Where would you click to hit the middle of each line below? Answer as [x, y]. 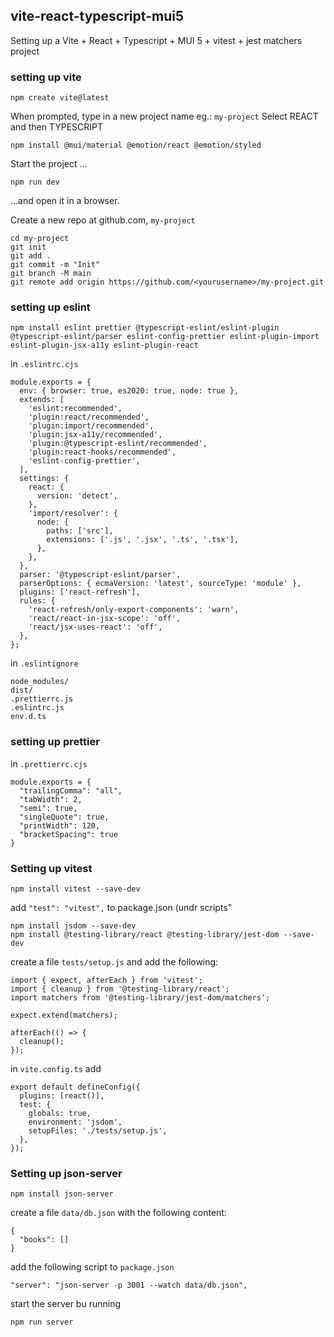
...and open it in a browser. [65, 201]
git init [28, 247]
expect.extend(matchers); [64, 1015]
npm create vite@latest [60, 98]
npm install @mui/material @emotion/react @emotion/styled [136, 145]
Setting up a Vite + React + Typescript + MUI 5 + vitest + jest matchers [156, 40]
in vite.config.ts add [56, 1068]
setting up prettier [55, 742]
